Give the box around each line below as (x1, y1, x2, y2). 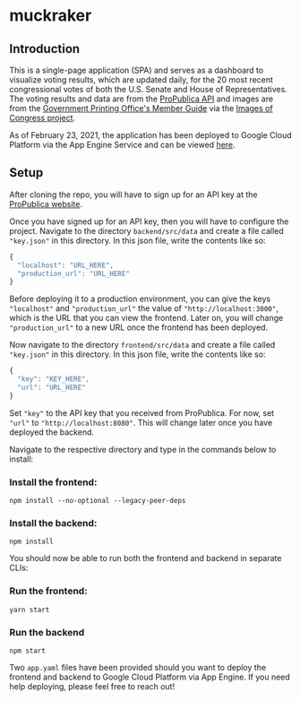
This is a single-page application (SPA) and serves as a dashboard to (9, 65, 264, 75)
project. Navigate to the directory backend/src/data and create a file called (9, 225, 284, 236)
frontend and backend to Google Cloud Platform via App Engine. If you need (9, 671, 291, 682)
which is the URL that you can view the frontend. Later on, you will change (9, 313, 284, 324)
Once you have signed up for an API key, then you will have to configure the (9, 216, 289, 227)
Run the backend (9, 626, 85, 638)
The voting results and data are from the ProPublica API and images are (9, 93, 274, 104)
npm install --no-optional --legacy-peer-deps (9, 497, 186, 506)
